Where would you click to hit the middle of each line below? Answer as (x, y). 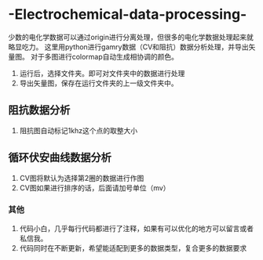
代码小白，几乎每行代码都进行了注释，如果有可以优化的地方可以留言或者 (136, 228)
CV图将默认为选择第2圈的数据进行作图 (82, 178)
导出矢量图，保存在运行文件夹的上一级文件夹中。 (99, 83)
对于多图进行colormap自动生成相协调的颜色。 (104, 56)
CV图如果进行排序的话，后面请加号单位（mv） (95, 188)
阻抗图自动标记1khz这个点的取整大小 (79, 130)
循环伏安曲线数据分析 (60, 158)
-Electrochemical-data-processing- (128, 14)
